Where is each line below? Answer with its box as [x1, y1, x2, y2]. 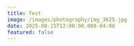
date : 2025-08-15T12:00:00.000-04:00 [7, 22, 115, 29]
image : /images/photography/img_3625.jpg [7, 16, 128, 23]
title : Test [7, 9, 41, 17]
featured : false [7, 28, 54, 36]
